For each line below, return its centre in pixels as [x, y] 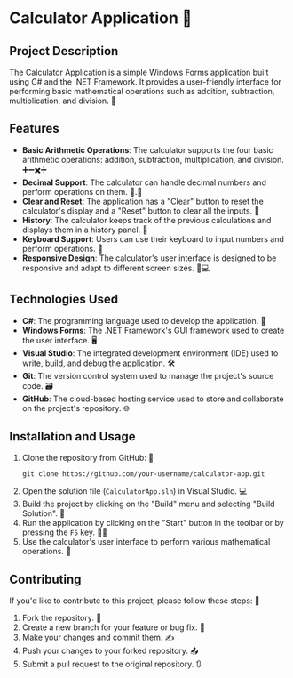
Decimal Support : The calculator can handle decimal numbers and [144, 182]
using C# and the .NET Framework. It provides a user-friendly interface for [146, 82]
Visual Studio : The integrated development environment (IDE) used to [150, 353]
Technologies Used [63, 299]
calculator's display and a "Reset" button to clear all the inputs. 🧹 [141, 210]
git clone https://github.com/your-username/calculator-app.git [143, 474]
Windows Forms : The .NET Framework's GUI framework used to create [153, 330]
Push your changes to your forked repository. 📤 [110, 651]
